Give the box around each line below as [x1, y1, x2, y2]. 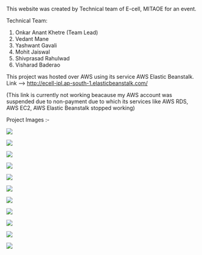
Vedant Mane [15, 35, 49, 42]
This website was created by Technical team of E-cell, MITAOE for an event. [6, 5, 197, 12]
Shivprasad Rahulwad [15, 55, 70, 62]
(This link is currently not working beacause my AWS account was [6, 92, 172, 98]
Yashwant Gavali [15, 42, 57, 49]
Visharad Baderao [15, 61, 61, 68]
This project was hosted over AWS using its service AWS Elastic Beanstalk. [6, 73, 195, 80]
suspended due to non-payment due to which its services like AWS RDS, [6, 98, 189, 105]
